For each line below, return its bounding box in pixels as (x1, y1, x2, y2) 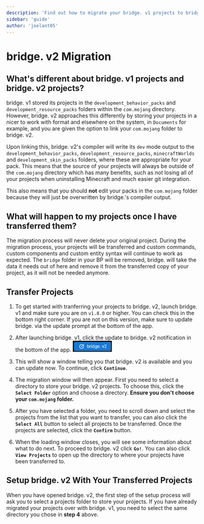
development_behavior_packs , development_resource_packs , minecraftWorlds (6, 149, 195, 157)
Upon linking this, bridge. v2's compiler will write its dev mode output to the (6, 143, 194, 151)
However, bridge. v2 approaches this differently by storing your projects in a (6, 112, 197, 120)
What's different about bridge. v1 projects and (6, 73, 184, 84)
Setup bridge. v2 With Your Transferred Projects (6, 475, 193, 486)
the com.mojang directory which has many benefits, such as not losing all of (6, 169, 193, 176)
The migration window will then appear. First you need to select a (15, 376, 179, 383)
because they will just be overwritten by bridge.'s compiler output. (6, 194, 172, 201)
